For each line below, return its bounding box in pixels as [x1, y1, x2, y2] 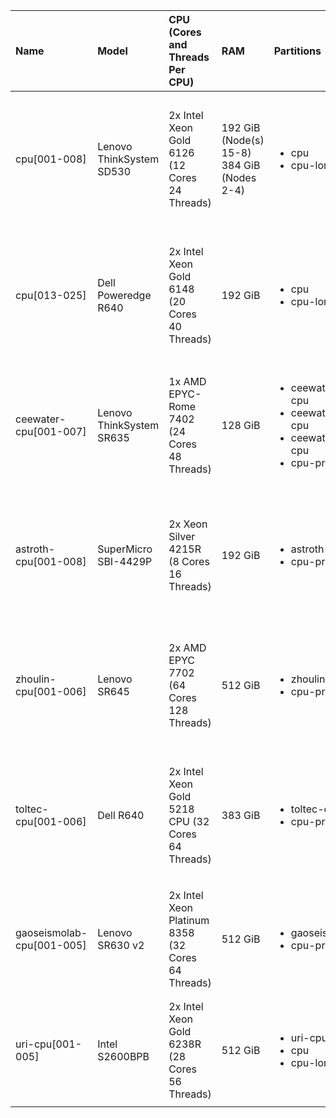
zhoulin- [15, 672, 57, 686]
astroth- [15, 542, 56, 556]
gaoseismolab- [15, 926, 88, 939]
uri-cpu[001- [15, 1037, 83, 1051]
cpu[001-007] [15, 425, 87, 438]
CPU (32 [168, 815, 210, 828]
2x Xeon [168, 517, 208, 531]
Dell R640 [97, 809, 145, 822]
